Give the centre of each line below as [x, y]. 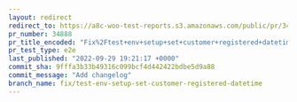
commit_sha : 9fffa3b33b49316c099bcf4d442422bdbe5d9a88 [112, 67]
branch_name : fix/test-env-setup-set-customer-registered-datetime [136, 83]
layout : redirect [40, 17]
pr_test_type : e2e [42, 51]
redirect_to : [32, 26]
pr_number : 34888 [40, 34]
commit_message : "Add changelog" [70, 75]
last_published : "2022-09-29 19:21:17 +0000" [94, 59]
